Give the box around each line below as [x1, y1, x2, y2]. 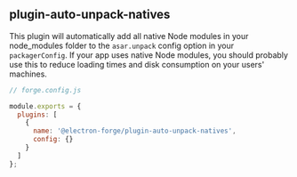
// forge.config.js [9, 85, 82, 94]
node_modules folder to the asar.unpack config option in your [9, 40, 235, 51]
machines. [9, 68, 47, 79]
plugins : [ [17, 110, 58, 119]
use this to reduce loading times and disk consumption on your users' [9, 59, 265, 69]
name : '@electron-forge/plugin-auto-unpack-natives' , [32, 126, 237, 136]
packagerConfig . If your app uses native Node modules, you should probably [9, 49, 289, 60]
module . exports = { [9, 101, 82, 110]
